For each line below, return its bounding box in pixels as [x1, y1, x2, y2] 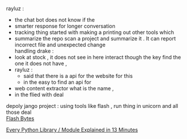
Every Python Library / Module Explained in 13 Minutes [6, 126, 138, 133]
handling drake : [14, 48, 54, 55]
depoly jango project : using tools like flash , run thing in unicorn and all [6, 103, 179, 109]
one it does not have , [14, 60, 67, 67]
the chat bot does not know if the [14, 16, 95, 23]
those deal [6, 109, 32, 116]
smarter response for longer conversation [14, 23, 115, 29]
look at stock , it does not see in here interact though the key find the [14, 54, 181, 60]
